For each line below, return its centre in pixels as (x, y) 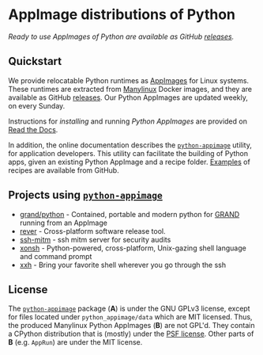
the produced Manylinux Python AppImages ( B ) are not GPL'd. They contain (131, 326)
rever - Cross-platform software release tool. (92, 231)
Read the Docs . (33, 129)
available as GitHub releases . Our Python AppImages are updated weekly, (128, 97)
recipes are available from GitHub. (64, 170)
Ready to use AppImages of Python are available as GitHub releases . (121, 36)
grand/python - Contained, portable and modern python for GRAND (130, 214)
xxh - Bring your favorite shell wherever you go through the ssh (123, 265)
